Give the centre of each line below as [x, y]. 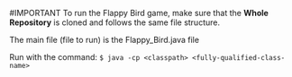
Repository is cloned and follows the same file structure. [115, 22]
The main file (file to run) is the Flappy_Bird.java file [105, 40]
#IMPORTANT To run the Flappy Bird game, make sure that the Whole [139, 13]
